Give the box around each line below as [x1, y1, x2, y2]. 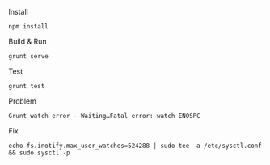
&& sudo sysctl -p [8, 149, 70, 157]
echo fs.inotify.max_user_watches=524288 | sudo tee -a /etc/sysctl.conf [8, 142, 263, 150]
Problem [8, 96, 36, 106]
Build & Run [8, 36, 47, 46]
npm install [8, 23, 49, 31]
